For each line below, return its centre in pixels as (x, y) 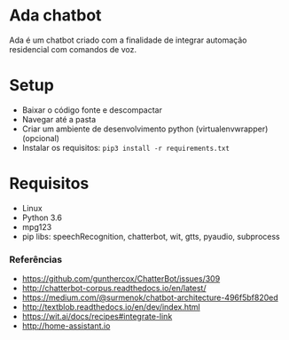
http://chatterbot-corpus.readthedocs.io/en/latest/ (114, 289)
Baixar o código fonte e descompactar (92, 110)
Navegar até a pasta (59, 119)
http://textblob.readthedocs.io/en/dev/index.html (111, 307)
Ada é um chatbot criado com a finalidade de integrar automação (128, 40)
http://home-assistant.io (66, 326)
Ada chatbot (55, 16)
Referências (36, 259)
